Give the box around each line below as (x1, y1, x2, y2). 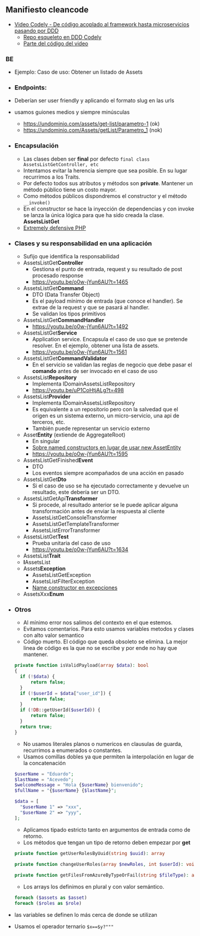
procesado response (32, 272, 84, 279)
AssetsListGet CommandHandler (23, 317, 104, 323)
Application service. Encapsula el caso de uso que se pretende (32, 336, 188, 342)
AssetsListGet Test (23, 533, 69, 540)
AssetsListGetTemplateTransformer (32, 520, 119, 527)
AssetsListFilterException (32, 578, 95, 585)
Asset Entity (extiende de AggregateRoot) (23, 431, 126, 438)
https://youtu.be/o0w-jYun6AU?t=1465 (32, 278, 129, 285)
